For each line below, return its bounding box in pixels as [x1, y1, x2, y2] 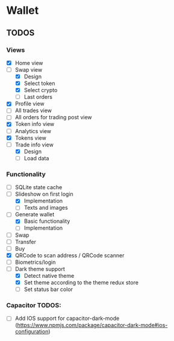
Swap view [14, 66, 43, 73]
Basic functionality [23, 217, 70, 225]
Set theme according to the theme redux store [23, 278, 138, 286]
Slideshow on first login [14, 190, 73, 198]
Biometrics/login [14, 258, 56, 266]
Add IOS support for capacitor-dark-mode [14, 314, 120, 322]
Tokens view [14, 134, 46, 142]
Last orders [23, 93, 53, 101]
